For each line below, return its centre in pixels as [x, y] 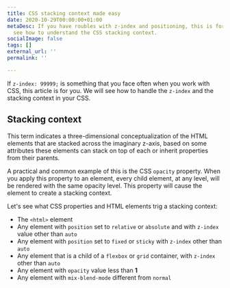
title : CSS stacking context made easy [64, 13]
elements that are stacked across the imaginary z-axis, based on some [107, 143]
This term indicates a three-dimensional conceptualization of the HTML [108, 136]
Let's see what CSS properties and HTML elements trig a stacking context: [112, 206]
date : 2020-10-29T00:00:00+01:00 [55, 20]
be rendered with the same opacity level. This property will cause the [105, 185]
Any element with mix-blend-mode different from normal [94, 277]
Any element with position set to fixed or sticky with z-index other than [119, 241]
